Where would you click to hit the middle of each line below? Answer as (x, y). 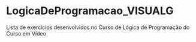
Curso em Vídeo (26, 33)
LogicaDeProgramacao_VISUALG (90, 11)
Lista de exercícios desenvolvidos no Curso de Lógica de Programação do (98, 27)
